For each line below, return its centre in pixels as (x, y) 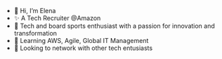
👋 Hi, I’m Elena (35, 11)
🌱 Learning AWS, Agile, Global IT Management (81, 41)
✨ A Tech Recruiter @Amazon (57, 18)
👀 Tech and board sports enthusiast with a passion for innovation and (115, 26)
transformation (35, 33)
